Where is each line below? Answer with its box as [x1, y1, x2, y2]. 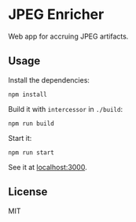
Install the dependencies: [8, 75, 90, 84]
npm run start [8, 148, 55, 157]
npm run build [8, 120, 55, 128]
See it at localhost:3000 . [8, 162, 88, 172]
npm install [8, 91, 47, 98]
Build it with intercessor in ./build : [8, 104, 123, 113]
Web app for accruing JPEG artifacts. [8, 31, 129, 41]
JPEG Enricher [8, 6, 105, 24]
